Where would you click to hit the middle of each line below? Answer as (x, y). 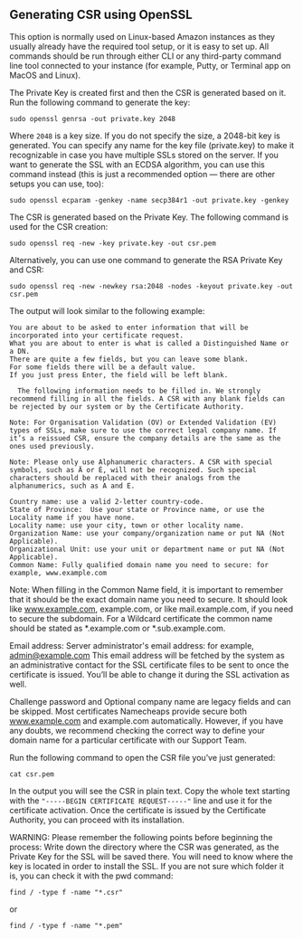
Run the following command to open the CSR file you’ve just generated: (142, 757)
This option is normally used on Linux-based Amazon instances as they (142, 36)
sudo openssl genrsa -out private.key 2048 (93, 119)
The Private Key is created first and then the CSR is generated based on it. (148, 92)
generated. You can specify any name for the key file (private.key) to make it (152, 145)
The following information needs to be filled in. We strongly (139, 391)
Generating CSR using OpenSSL (101, 15)
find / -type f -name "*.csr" (66, 892)
